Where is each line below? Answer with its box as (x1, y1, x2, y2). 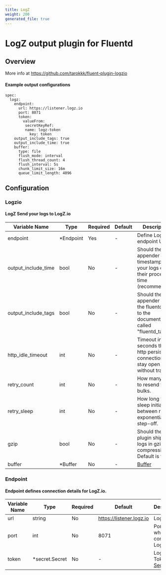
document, (137, 316, 162, 323)
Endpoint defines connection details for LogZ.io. (5, 488, 107, 494)
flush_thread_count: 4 (18, 158, 65, 163)
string (32, 515, 46, 522)
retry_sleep (7, 408, 34, 415)
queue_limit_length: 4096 (18, 170, 72, 175)
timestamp (137, 258, 162, 265)
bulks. (137, 387, 152, 394)
